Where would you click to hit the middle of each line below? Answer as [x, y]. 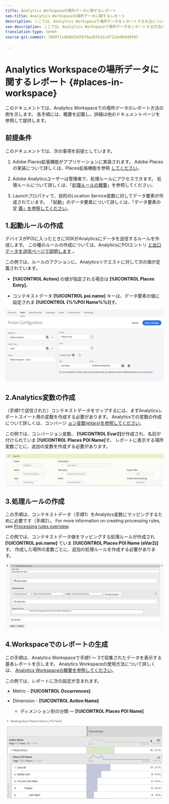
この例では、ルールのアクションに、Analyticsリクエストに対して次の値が [81, 262]
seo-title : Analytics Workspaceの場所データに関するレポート [65, 16]
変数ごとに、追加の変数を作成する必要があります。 [58, 446]
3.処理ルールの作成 [35, 501]
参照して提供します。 [27, 120]
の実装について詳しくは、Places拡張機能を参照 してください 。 [77, 168]
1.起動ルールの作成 [34, 226]
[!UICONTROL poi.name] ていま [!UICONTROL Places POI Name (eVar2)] [82, 543]
